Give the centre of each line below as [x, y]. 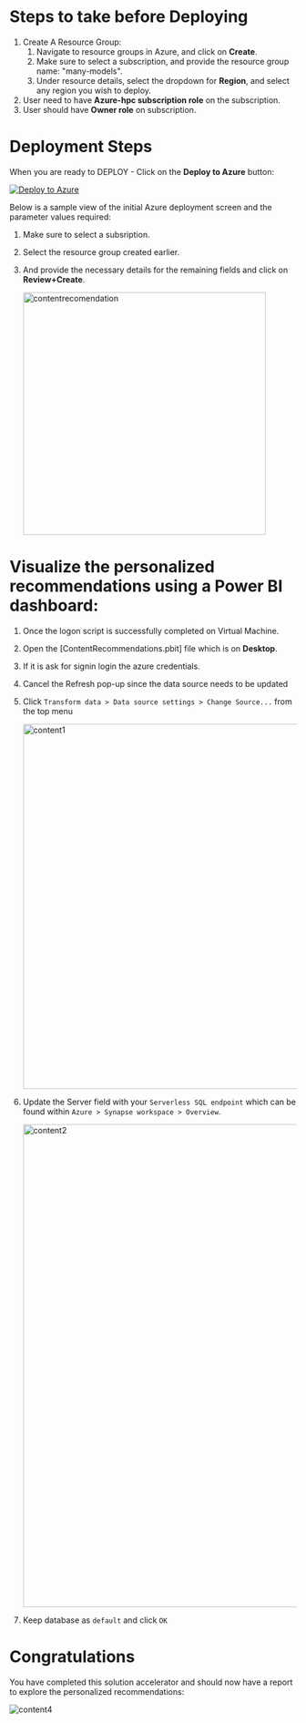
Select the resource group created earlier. [101, 251]
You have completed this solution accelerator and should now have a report [151, 1682]
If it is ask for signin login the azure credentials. [111, 666]
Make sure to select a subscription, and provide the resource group [163, 61]
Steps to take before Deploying [129, 17]
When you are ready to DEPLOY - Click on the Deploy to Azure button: [142, 171]
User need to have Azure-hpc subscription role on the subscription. [151, 100]
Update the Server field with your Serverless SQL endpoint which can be [159, 1102]
